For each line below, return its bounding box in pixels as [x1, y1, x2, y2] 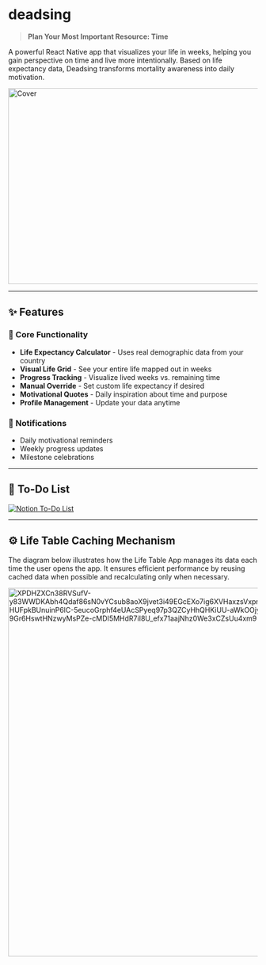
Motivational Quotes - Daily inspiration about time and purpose [19, 389, 228, 399]
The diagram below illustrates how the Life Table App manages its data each [8, 555, 257, 564]
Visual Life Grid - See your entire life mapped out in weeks [19, 364, 212, 374]
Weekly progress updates [19, 443, 104, 453]
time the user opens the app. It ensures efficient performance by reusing [8, 564, 245, 573]
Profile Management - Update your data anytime [19, 397, 180, 407]
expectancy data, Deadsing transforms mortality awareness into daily [8, 63, 235, 73]
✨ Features [8, 306, 64, 319]
